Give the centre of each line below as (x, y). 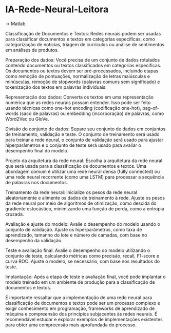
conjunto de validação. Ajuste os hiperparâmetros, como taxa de (74, 229)
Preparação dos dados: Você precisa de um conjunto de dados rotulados (83, 60)
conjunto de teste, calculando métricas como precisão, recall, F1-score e (82, 256)
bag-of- (151, 108)
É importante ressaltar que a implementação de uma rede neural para (79, 297)
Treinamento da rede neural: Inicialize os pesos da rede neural (71, 192)
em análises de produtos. (32, 50)
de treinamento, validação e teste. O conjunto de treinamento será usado (82, 134)
